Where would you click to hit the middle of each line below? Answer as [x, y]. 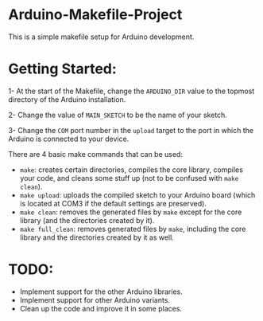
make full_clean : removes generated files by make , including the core [133, 229]
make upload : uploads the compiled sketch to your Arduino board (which [137, 195]
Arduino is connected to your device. [69, 139]
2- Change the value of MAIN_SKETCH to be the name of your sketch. [118, 115]
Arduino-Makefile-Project [95, 15]
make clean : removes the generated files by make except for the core [131, 212]
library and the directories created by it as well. [97, 237]
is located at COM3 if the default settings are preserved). [113, 203]
